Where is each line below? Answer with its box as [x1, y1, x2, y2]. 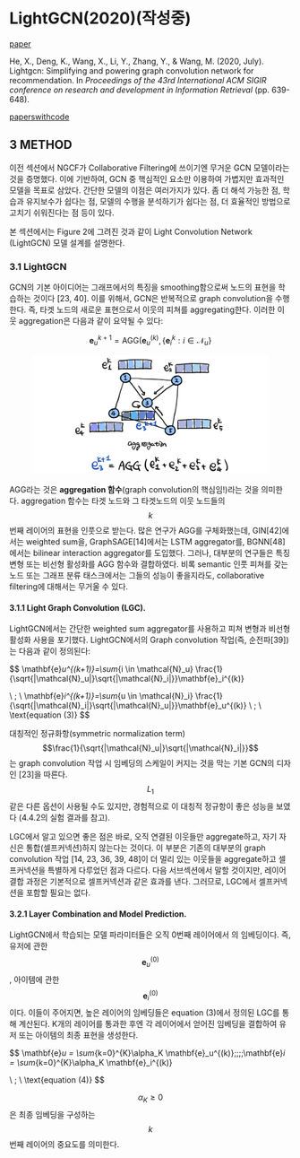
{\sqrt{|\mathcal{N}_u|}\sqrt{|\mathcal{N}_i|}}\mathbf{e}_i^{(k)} [9, 674, 244, 684]
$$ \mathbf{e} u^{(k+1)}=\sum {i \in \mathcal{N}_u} [9, 664, 194, 675]
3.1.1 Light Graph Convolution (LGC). [9, 602, 146, 613]
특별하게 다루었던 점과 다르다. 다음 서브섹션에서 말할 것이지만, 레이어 [47, 865, 287, 875]
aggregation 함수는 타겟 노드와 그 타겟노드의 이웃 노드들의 [21, 495, 226, 506]
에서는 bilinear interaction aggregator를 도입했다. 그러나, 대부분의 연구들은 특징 [9, 547, 291, 558]
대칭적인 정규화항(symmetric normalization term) [9, 728, 186, 739]
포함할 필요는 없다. [25, 887, 91, 898]
